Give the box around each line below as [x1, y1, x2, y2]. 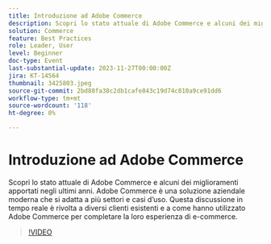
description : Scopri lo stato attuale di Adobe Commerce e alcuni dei [8, 19, 251, 27]
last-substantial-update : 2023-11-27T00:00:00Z [8, 64, 172, 72]
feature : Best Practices [8, 34, 92, 43]
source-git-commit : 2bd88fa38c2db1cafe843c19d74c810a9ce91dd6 [8, 86, 222, 95]
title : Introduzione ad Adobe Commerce [8, 11, 143, 20]
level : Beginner [8, 49, 63, 57]
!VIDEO [27, 227, 52, 237]
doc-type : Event [8, 57, 63, 65]
